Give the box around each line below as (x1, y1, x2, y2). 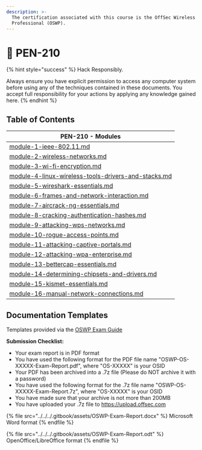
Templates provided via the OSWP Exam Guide (6, 326, 122, 333)
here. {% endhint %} (6, 97, 57, 104)
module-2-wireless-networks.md (9, 152, 107, 160)
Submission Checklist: (6, 337, 65, 344)
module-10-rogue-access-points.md (9, 230, 119, 239)
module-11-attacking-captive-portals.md (9, 241, 131, 249)
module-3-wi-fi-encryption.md (9, 162, 101, 171)
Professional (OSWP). (11, 20, 66, 26)
